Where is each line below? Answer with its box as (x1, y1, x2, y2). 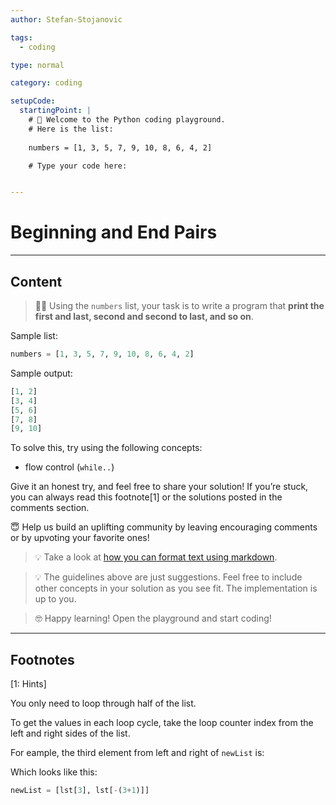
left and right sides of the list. (10, 727, 131, 740)
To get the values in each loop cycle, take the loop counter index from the (10, 717, 314, 729)
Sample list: (10, 330, 58, 341)
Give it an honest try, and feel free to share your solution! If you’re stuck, (10, 481, 309, 493)
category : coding (10, 78, 83, 88)
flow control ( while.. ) (24, 461, 115, 473)
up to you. (34, 593, 77, 605)
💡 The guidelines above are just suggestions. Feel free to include (34, 571, 303, 583)
